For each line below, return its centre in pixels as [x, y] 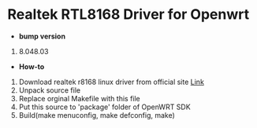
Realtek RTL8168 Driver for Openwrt [128, 15]
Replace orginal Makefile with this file [80, 98]
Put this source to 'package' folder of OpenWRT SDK [104, 107]
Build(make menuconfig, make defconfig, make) [97, 115]
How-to [32, 66]
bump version [42, 36]
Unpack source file [49, 90]
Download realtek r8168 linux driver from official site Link [111, 82]
